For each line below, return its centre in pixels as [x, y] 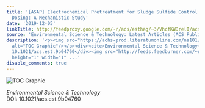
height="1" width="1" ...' [46, 57]
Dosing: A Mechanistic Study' [50, 18]
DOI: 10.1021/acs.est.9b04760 [44, 99]
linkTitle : [20, 29]
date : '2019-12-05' [31, 23]
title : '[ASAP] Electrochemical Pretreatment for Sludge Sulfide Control [102, 12]
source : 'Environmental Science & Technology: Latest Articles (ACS [95, 35]
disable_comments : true [37, 63]
